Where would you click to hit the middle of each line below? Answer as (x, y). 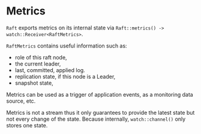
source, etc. (21, 101)
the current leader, (38, 64)
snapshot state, (34, 83)
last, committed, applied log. (50, 70)
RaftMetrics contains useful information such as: (67, 46)
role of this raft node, (41, 57)
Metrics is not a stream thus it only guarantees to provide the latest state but (100, 112)
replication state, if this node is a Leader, (65, 76)
